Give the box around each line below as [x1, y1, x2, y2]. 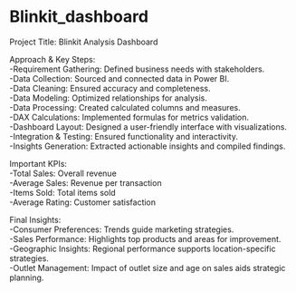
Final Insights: [9, 214, 62, 225]
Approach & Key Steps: [9, 54, 96, 64]
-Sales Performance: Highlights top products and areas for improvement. [9, 233, 282, 244]
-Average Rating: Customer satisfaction [9, 197, 157, 208]
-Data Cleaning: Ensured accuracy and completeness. [9, 83, 211, 93]
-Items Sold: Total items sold [9, 187, 116, 198]
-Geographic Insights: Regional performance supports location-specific [9, 243, 276, 254]
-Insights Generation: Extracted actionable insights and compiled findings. [9, 141, 286, 151]
